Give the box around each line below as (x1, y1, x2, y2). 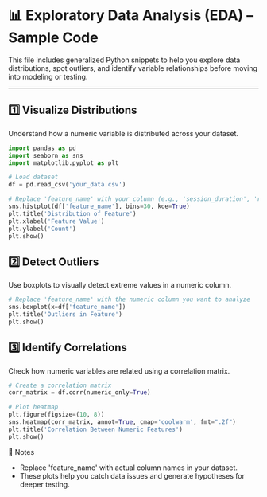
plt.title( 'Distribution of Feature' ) (8, 209, 137, 217)
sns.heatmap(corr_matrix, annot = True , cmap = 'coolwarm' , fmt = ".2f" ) (8, 418, 237, 426)
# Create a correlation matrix (8, 382, 112, 389)
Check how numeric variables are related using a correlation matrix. (8, 366, 230, 375)
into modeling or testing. (8, 72, 88, 81)
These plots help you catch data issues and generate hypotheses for (19, 471, 245, 480)
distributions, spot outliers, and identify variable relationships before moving (8, 63, 258, 72)
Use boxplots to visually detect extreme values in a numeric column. (8, 280, 232, 290)
